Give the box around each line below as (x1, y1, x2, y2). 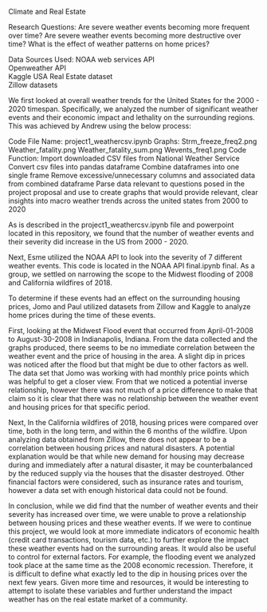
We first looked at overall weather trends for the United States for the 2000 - (8, 96, 260, 105)
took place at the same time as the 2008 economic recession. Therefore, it (8, 561, 253, 570)
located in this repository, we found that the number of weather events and (8, 229, 254, 238)
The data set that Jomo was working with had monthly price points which (8, 368, 249, 378)
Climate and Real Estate (8, 7, 86, 16)
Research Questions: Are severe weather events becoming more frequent (8, 22, 250, 31)
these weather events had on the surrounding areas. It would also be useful (8, 543, 257, 553)
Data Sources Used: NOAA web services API (8, 55, 155, 64)
